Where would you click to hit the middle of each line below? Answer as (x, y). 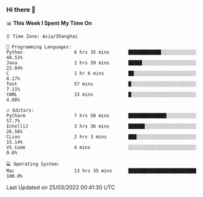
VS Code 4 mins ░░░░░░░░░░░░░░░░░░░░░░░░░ (101, 147)
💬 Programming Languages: (39, 47)
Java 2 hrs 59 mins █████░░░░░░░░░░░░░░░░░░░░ (101, 63)
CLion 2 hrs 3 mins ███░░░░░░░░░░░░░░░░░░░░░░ (101, 137)
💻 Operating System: (33, 164)
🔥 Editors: (20, 111)
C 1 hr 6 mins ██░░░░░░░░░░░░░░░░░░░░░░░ (101, 74)
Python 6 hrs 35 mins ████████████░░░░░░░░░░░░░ (101, 53)
